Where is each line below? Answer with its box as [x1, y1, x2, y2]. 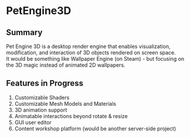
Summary [6, 27, 43, 37]
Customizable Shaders [14, 94, 70, 101]
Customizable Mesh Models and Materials [14, 100, 116, 107]
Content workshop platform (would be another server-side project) [14, 125, 177, 132]
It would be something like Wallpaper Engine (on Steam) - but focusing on [6, 56, 185, 62]
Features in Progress [6, 78, 84, 88]
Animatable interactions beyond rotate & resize [14, 112, 128, 119]
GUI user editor [14, 119, 52, 126]
